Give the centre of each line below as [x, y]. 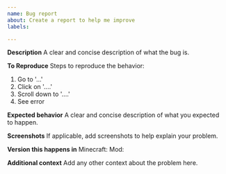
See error [31, 102]
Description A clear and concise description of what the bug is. [98, 52]
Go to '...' [30, 79]
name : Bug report [32, 14]
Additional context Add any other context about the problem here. [103, 163]
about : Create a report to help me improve [71, 20]
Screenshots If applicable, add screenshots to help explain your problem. [113, 136]
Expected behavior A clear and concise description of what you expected [113, 115]
